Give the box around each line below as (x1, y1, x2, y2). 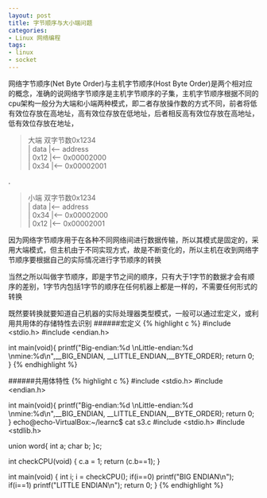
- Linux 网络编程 (8, 33, 61, 42)
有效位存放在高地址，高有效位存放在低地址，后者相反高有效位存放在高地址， (8, 108, 259, 118)
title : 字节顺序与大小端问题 (8, 19, 93, 27)
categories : (8, 26, 48, 34)
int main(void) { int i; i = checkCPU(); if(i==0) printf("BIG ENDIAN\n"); (8, 472, 234, 481)
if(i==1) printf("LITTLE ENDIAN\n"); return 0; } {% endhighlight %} (8, 480, 224, 489)
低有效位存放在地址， (8, 118, 78, 128)
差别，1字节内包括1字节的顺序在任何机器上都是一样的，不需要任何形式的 (21, 281, 258, 291)
